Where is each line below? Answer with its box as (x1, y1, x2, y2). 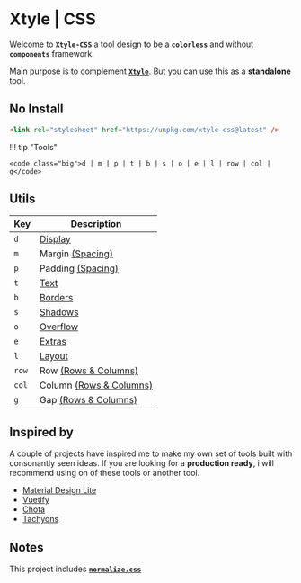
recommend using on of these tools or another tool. (9, 468, 200, 479)
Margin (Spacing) (39, 247, 114, 260)
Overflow (39, 320, 79, 333)
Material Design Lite (22, 485, 97, 496)
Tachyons (22, 514, 59, 525)
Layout (39, 350, 69, 363)
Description (70, 218, 122, 230)
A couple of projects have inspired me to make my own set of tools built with (9, 448, 293, 459)
